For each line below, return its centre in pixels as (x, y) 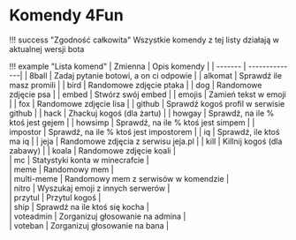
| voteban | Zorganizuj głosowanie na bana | (89, 225)
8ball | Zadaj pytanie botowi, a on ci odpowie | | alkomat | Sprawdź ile (156, 75)
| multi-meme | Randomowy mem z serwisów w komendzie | (119, 178)
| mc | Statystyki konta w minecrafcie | (79, 160)
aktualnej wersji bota (47, 49)
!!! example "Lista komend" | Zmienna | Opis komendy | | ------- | (128, 66)
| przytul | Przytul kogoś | (55, 197)
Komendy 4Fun (66, 15)
